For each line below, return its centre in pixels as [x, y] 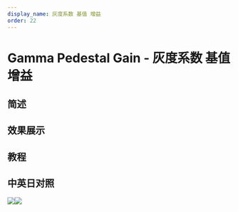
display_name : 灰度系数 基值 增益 [54, 14]
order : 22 [22, 21]
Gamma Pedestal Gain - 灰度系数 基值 [119, 58]
